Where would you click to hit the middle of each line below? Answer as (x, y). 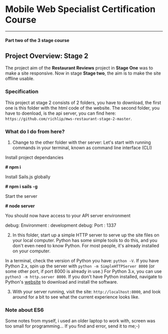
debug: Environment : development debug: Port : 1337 (61, 225)
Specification (22, 92)
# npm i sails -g (21, 186)
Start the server (21, 196)
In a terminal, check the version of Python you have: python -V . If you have (82, 260)
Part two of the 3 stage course (37, 40)
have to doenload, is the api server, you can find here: (61, 113)
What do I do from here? (35, 131)
